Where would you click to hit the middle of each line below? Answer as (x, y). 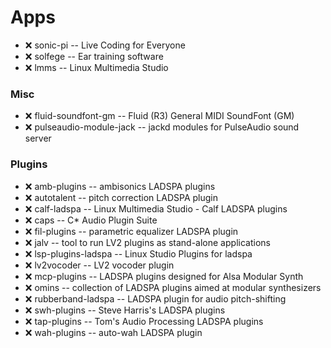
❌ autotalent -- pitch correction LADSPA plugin (121, 197)
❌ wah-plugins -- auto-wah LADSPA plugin (113, 332)
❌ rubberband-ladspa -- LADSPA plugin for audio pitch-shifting (155, 298)
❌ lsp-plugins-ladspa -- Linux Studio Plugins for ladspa (138, 253)
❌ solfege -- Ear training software (94, 56)
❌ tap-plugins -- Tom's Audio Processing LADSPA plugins (144, 321)
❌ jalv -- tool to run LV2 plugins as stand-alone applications (147, 242)
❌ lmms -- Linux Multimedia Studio (96, 67)
